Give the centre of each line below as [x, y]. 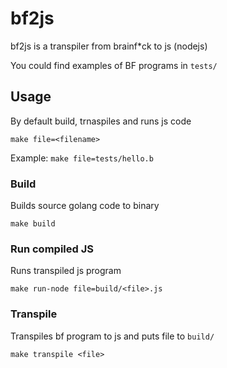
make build [33, 224]
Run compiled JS [52, 249]
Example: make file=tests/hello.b [82, 158]
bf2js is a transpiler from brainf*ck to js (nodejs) [109, 46]
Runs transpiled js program [66, 271]
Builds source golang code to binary [85, 206]
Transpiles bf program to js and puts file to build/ [112, 336]
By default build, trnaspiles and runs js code [101, 121]
